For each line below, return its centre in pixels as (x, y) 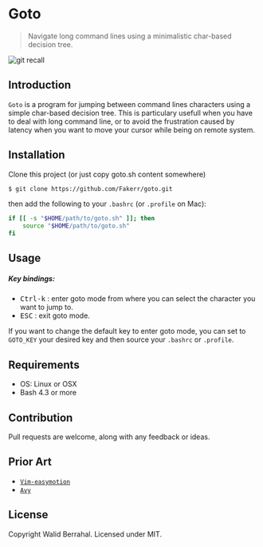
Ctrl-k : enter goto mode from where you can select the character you (137, 299)
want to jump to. (46, 307)
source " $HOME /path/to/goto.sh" (76, 226)
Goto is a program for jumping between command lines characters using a (130, 104)
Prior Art (30, 462)
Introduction (40, 85)
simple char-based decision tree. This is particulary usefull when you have (131, 113)
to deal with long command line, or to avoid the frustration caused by (122, 121)
